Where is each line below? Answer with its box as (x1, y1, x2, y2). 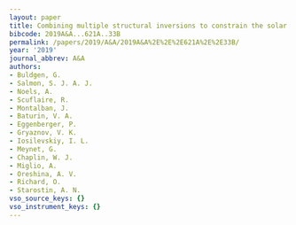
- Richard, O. (9, 178, 62, 187)
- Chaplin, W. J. (9, 152, 74, 162)
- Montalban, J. (9, 104, 69, 112)
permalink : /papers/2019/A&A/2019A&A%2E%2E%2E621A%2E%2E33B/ (9, 37, 240, 47)
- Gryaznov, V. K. (9, 128, 77, 137)
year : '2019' (9, 46, 58, 55)
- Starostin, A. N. (9, 186, 82, 195)
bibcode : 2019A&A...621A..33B (9, 29, 121, 38)
